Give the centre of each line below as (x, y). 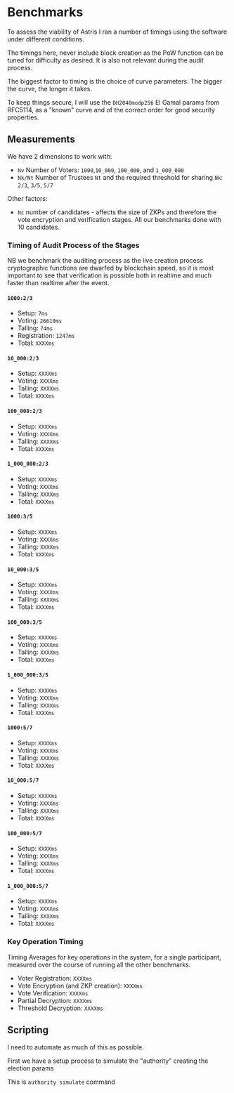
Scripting (28, 1030)
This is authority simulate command (61, 1082)
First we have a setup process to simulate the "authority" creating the (108, 1061)
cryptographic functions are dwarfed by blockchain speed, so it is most (111, 268)
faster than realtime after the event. (58, 283)
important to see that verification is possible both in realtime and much (110, 275)
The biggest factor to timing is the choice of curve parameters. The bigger (115, 81)
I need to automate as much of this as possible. (76, 1047)
